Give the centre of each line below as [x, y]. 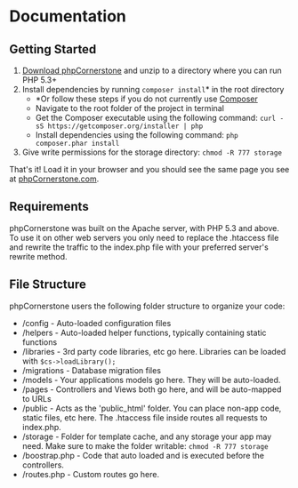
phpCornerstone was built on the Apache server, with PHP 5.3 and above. [145, 228]
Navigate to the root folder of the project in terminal [130, 108]
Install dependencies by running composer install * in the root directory [153, 89]
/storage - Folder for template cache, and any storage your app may [147, 436]
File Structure [48, 285]
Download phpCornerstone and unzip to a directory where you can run [152, 70]
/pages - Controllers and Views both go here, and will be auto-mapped [152, 389]
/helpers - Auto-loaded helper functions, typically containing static [144, 332]
